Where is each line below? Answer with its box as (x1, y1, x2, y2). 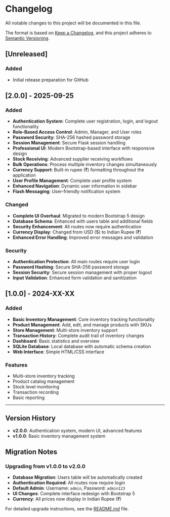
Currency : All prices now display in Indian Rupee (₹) (12, 496, 121, 502)
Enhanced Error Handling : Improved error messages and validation (12, 234, 153, 240)
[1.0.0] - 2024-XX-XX (5, 289, 75, 298)
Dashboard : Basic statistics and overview (12, 338, 100, 344)
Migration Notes (5, 448, 57, 457)
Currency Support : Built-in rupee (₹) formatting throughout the (12, 167, 144, 173)
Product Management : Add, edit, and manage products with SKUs (12, 321, 152, 328)
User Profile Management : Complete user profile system (12, 177, 132, 184)
